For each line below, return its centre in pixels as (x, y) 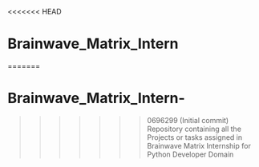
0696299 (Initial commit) (188, 120)
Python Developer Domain (190, 154)
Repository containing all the (194, 129)
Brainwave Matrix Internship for (199, 145)
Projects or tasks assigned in (195, 137)
